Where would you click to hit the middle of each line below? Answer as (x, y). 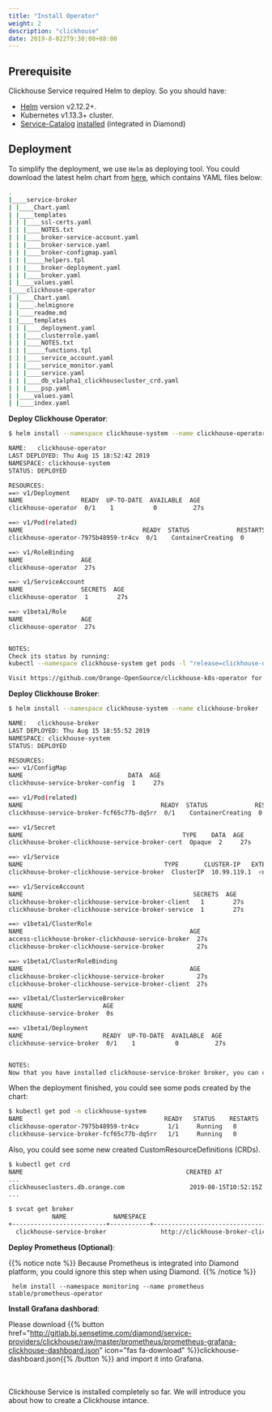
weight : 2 (25, 24)
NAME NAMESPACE (99, 1217)
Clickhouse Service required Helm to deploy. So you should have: (117, 91)
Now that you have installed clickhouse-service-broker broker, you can (134, 1072)
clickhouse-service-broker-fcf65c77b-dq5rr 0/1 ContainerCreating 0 (136, 813)
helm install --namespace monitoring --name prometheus (108, 1286)
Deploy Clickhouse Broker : (54, 694)
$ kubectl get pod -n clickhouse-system (78, 1111)
